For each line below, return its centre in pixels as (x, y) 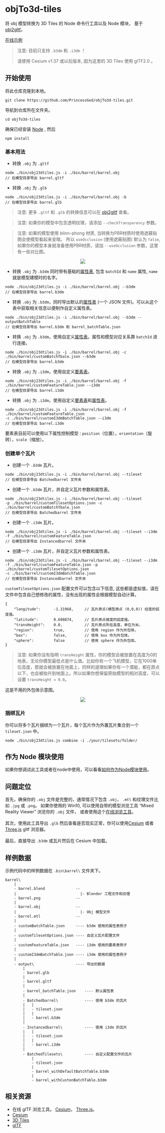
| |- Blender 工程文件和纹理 (72, 894)
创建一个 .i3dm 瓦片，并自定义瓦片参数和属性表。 (62, 551)
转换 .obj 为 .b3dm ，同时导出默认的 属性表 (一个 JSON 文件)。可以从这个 (85, 302)
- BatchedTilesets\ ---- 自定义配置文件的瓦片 (78, 1055)
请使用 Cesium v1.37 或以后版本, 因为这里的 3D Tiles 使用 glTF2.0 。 (86, 61)
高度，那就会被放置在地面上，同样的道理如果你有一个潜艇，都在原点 (91, 667)
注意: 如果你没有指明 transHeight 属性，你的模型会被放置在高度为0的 (87, 655)
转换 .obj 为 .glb (29, 188)
